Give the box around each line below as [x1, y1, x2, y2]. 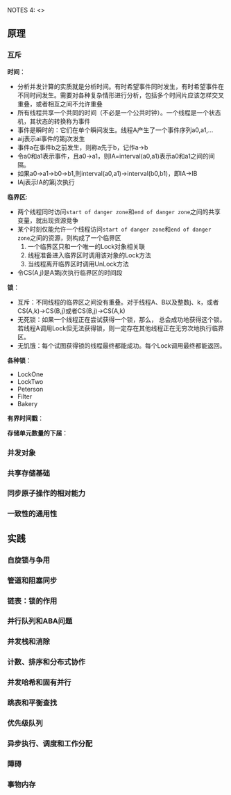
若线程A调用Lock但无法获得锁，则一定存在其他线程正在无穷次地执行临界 [17, 323, 224, 332]
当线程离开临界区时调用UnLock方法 [27, 259, 130, 268]
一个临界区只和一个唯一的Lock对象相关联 [27, 242, 146, 250]
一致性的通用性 [7, 509, 58, 519]
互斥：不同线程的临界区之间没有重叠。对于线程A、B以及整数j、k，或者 [17, 298, 219, 306]
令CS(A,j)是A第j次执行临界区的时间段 [17, 268, 123, 277]
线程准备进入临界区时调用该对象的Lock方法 [27, 250, 151, 259]
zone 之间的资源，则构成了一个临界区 [17, 233, 121, 242]
